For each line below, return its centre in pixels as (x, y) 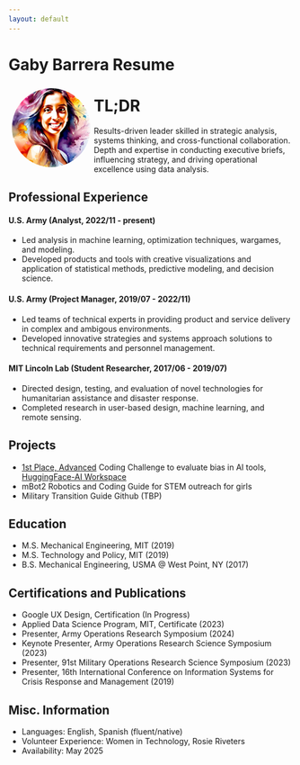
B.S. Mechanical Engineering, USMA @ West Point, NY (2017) (135, 565)
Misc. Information (59, 710)
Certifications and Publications (97, 593)
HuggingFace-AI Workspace (74, 476)
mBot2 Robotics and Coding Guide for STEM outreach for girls (137, 486)
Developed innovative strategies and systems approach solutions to (147, 338)
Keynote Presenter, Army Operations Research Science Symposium (146, 643)
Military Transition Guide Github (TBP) (92, 496)
